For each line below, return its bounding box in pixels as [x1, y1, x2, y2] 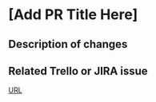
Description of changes [8, 37, 128, 51]
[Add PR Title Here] [8, 6, 138, 24]
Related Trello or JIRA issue [8, 64, 148, 77]
